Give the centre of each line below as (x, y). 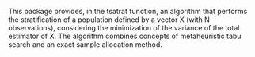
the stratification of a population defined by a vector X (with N (109, 20)
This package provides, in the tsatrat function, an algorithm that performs (128, 11)
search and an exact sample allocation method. (85, 45)
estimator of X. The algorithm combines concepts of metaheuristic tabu (125, 36)
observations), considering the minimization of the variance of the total (124, 28)
